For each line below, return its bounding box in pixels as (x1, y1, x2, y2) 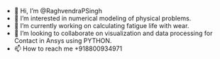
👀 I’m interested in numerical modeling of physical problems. (13, 14, 192, 22)
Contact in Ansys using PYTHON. (13, 37, 112, 45)
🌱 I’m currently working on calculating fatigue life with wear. (13, 22, 189, 29)
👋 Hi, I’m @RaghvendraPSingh (13, 7, 103, 15)
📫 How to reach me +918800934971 (13, 44, 123, 53)
